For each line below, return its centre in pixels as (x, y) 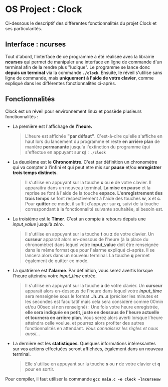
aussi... (32, 334)
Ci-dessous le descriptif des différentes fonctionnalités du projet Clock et (81, 23)
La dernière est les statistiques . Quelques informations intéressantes (84, 343)
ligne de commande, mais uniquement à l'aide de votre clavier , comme (79, 78)
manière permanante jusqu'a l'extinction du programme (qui (88, 146)
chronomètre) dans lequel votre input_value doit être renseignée (92, 245)
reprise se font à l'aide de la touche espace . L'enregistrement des (94, 193)
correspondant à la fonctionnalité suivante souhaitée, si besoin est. (94, 209)
